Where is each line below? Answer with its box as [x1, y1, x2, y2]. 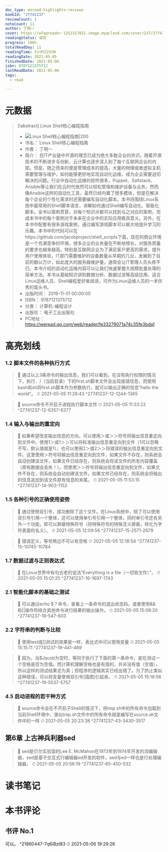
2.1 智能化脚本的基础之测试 [5, 589, 70, 596]
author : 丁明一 [5, 26, 34, 31]
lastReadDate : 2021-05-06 [5, 68, 59, 73]
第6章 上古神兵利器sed [5, 734, 76, 742]
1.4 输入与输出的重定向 [5, 421, 60, 428]
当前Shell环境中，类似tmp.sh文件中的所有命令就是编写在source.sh [17, 711, 154, 717]
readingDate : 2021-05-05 [5, 54, 57, 59]
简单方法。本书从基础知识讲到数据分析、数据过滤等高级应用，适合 [24, 271, 161, 277]
